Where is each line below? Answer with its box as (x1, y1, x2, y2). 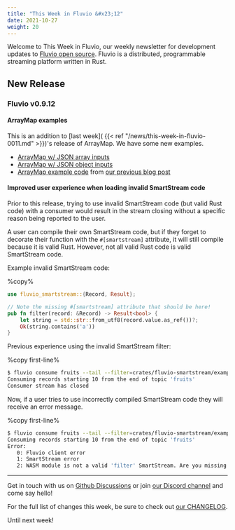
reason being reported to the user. (7, 215, 106, 223)
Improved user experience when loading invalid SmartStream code (7, 184, 206, 192)
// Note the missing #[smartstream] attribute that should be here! (7, 303, 211, 311)
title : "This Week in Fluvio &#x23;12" (7, 10, 124, 18)
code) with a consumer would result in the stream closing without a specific (7, 207, 226, 215)
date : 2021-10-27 (7, 17, 58, 24)
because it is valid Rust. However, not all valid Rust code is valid (7, 243, 191, 251)
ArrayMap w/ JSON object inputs (17, 160, 113, 168)
